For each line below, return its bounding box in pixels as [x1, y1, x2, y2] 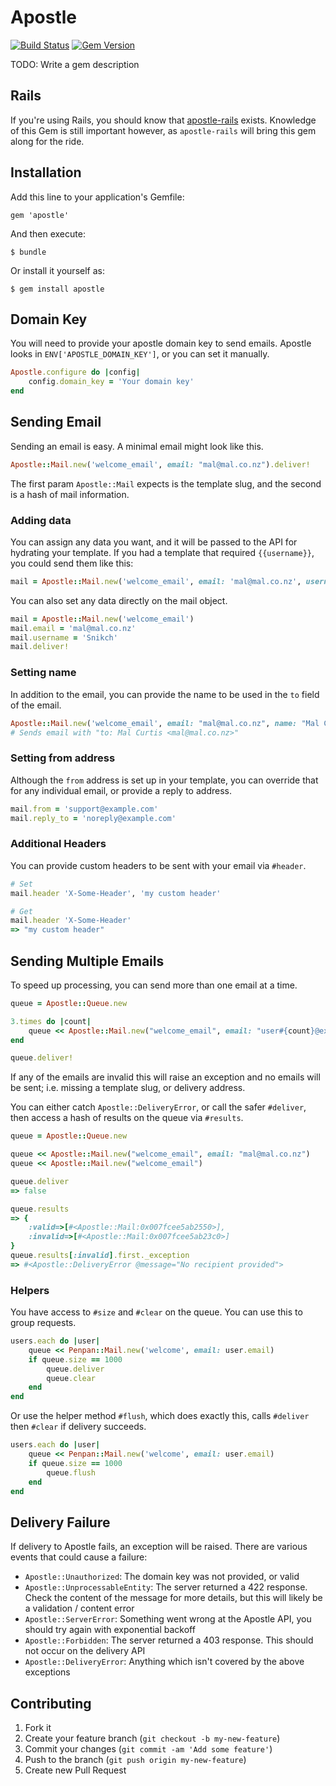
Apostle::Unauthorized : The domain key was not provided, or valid [24, 1571, 300, 1583]
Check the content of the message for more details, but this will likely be [24, 1592, 323, 1604]
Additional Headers [10, 837, 107, 851]
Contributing [10, 1695, 92, 1712]
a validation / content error [24, 1602, 135, 1615]
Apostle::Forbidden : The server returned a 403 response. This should [24, 1634, 314, 1646]
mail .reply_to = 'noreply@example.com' [10, 813, 177, 823]
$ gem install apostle [10, 284, 105, 294]
